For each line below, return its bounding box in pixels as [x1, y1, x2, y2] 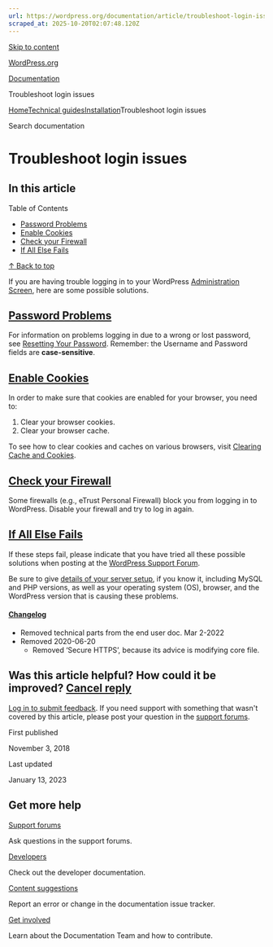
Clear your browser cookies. [19, 417, 115, 427]
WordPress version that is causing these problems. [8, 591, 179, 601]
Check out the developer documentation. [8, 867, 146, 877]
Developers [8, 852, 47, 862]
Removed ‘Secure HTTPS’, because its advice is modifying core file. [32, 645, 260, 655]
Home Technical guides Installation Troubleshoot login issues [8, 105, 207, 115]
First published [8, 727, 58, 737]
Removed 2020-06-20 [19, 636, 96, 646]
